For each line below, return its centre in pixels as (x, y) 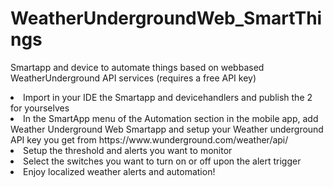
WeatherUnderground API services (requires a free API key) (133, 78)
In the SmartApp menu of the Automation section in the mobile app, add (171, 118)
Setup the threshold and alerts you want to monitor (128, 150)
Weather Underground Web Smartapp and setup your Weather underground (167, 129)
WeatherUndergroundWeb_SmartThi (166, 18)
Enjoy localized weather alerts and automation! (119, 171)
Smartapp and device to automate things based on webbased (137, 67)
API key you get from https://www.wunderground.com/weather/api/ (149, 139)
